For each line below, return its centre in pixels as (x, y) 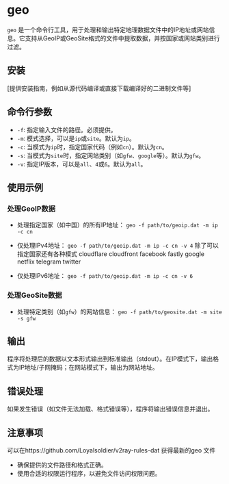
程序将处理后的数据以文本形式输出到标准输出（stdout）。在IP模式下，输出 (110, 359)
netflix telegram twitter (49, 262)
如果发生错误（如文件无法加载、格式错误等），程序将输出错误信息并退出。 (110, 409)
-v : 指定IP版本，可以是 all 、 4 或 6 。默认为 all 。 (82, 164)
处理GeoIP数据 (31, 209)
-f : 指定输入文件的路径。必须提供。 (67, 129)
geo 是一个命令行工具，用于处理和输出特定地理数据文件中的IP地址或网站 (108, 29)
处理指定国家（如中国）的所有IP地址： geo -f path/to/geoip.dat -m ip (118, 225)
